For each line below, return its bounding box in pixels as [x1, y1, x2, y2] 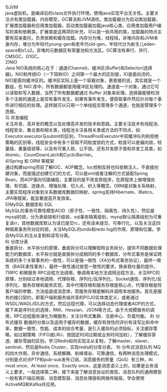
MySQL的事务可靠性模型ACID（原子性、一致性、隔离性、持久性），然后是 [5, 208, 155, 213]
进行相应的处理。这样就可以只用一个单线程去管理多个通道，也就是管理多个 [9, 102, 162, 108]
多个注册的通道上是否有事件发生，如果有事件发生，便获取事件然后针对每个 [5, 96, 158, 102]
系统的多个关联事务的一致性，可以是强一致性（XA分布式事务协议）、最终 [5, 258, 153, 263]
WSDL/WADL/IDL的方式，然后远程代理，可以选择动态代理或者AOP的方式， [5, 301, 159, 307]
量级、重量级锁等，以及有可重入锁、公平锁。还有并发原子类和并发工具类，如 [5, 146, 162, 151]
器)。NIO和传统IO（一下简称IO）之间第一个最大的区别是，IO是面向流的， [5, 71, 155, 77]
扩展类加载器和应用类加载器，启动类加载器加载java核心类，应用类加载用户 [5, 22, 158, 28]
